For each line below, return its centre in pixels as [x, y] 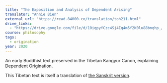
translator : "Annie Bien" [32, 14]
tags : [11, 38]
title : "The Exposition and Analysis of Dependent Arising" [69, 10]
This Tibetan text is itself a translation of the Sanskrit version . [68, 75]
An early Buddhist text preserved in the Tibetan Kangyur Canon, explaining [82, 60]
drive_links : [19, 23]
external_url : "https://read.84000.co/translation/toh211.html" [73, 19]
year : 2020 [16, 46]
